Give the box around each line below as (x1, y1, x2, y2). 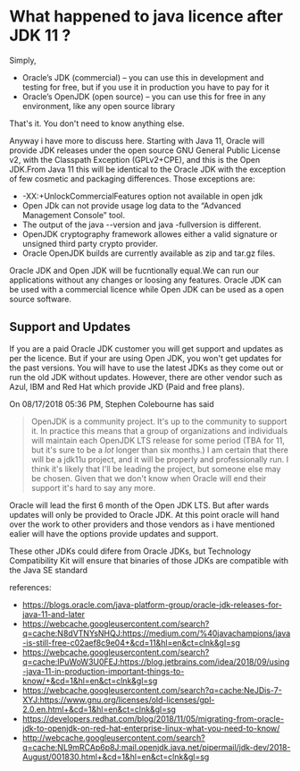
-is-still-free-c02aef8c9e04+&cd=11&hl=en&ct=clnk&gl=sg (21, 637, 241, 648)
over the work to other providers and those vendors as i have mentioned (9, 519, 275, 530)
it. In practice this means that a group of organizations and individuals (30, 425, 288, 436)
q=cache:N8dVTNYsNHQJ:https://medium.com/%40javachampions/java (21, 628, 291, 639)
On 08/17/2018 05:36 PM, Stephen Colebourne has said (9, 398, 214, 409)
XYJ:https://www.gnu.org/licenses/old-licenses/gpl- (21, 694, 215, 705)
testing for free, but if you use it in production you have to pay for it (21, 81, 270, 92)
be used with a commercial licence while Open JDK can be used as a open (9, 284, 284, 294)
